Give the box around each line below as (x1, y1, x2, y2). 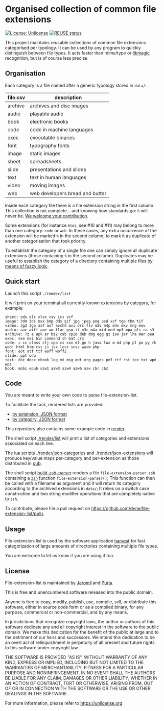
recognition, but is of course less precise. (5, 55, 89, 61)
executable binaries (29, 134, 75, 141)
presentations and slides (29, 166, 87, 172)
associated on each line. (5, 441, 54, 446)
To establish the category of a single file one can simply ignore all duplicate (5, 247, 158, 253)
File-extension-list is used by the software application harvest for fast (5, 538, 145, 544)
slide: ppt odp (5, 353, 36, 358)
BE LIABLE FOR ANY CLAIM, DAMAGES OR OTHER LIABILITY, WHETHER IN (5, 675, 158, 681)
